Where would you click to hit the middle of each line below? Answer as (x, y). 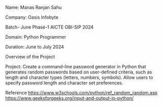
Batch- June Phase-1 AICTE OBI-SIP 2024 (49, 27)
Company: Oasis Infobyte (32, 17)
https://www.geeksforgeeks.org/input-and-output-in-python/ (70, 98)
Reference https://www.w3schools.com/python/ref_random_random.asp (81, 93)
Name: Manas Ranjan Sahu (34, 7)
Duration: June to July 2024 (35, 47)
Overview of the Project (30, 57)
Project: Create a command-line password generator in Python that (76, 67)
